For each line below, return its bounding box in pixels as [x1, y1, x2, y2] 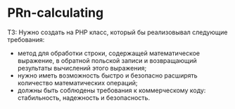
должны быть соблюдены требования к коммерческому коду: [17, 86, 206, 94]
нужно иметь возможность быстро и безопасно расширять [17, 71, 198, 80]
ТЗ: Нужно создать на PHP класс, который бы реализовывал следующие [7, 28, 228, 36]
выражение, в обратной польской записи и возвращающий [17, 56, 197, 64]
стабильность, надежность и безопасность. [17, 93, 150, 102]
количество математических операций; [17, 78, 138, 87]
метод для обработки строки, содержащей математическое [17, 49, 201, 57]
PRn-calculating [7, 5, 104, 21]
